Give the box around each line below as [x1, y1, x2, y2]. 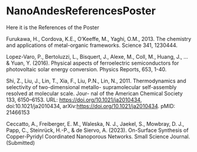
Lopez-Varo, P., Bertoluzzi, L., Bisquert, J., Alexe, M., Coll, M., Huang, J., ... [6, 53, 188, 60]
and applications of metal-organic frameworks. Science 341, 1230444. [6, 42, 178, 49]
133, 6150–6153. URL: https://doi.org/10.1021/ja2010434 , [6, 96, 142, 103]
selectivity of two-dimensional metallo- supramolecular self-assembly [6, 83, 177, 90]
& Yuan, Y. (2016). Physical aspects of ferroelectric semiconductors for [6, 59, 179, 66]
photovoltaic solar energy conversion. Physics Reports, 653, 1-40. [6, 65, 167, 72]
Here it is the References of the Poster [6, 24, 99, 31]
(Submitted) [6, 139, 35, 146]
